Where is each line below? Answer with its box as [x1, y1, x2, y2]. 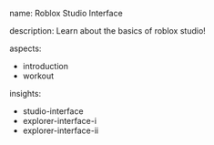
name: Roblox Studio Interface [9, 8, 123, 18]
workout [22, 70, 55, 81]
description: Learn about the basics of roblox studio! [9, 26, 207, 36]
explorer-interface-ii [22, 125, 98, 136]
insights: [9, 88, 42, 98]
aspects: [9, 43, 42, 54]
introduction [22, 61, 68, 71]
